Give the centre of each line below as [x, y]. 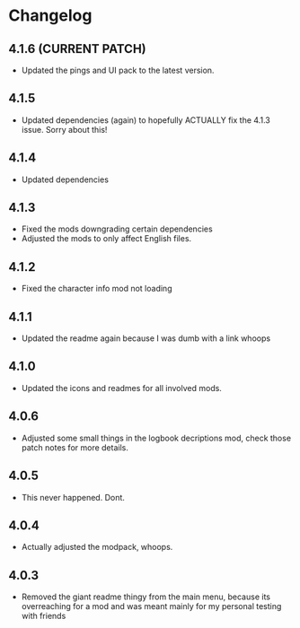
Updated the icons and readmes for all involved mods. [121, 388]
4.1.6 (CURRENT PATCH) [77, 49]
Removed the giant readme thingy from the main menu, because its [146, 597]
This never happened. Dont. [73, 497]
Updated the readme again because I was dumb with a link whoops [146, 338]
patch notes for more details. [75, 447]
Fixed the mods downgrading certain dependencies [117, 229]
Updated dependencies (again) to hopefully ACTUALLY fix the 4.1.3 [146, 120]
